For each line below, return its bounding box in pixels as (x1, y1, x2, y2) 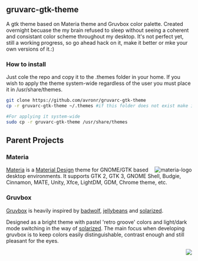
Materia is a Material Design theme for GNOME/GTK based (6, 166, 148, 173)
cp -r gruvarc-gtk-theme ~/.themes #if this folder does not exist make (6, 103, 189, 108)
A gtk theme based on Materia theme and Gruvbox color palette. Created (6, 20, 184, 27)
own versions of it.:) (6, 45, 55, 52)
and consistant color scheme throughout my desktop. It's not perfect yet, (6, 32, 184, 40)
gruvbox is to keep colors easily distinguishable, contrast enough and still (6, 231, 184, 238)
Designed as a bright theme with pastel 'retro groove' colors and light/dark (6, 218, 187, 226)
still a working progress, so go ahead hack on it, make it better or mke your (6, 39, 188, 46)
